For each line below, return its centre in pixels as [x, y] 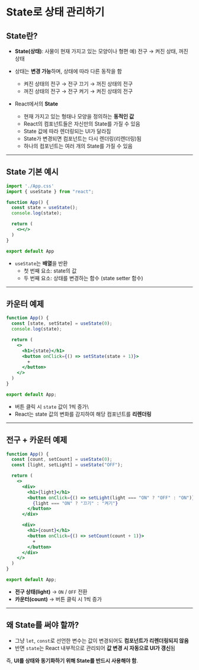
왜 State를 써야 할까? [43, 625]
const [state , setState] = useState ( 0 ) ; [62, 323]
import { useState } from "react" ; [50, 191]
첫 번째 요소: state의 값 [50, 271]
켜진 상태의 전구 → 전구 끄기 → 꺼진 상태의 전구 [78, 84]
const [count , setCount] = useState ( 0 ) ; [62, 460]
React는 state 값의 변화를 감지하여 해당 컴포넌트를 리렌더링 [83, 414]
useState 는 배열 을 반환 [41, 263]
